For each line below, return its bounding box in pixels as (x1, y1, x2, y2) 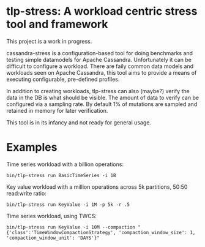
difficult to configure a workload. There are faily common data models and (6, 63, 194, 70)
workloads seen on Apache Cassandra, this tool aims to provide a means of (6, 69, 197, 76)
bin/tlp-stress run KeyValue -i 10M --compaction (6, 224, 136, 230)
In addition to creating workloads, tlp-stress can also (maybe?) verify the (6, 87, 190, 94)
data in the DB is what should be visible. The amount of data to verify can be (6, 94, 199, 101)
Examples (6, 140, 58, 154)
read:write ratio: (6, 189, 47, 197)
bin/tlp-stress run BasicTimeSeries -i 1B (6, 172, 116, 178)
